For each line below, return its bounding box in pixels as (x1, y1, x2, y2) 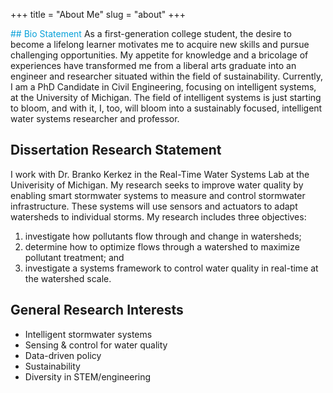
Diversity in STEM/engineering (24, 370, 152, 383)
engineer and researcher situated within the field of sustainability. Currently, (10, 70, 324, 82)
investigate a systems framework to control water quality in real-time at (24, 262, 319, 274)
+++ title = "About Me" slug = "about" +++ (10, 9, 187, 20)
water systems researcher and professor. (10, 113, 180, 124)
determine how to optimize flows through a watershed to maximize (24, 240, 300, 253)
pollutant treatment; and (24, 251, 125, 263)
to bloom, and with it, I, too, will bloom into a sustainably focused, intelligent (10, 102, 323, 114)
